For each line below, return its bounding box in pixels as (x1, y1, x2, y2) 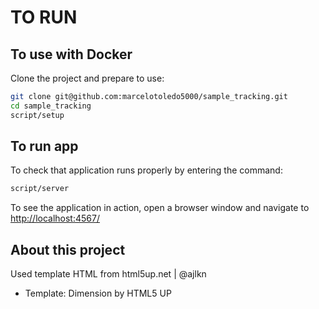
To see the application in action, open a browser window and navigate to (10, 202, 310, 214)
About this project (10, 241, 126, 258)
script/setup (10, 110, 65, 120)
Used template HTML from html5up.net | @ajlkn (10, 268, 207, 280)
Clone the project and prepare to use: (10, 72, 165, 84)
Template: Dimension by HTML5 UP (24, 287, 172, 300)
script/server (10, 184, 70, 194)
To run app (10, 138, 79, 155)
